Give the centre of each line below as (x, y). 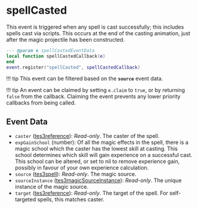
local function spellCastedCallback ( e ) (56, 56)
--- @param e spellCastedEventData (51, 50)
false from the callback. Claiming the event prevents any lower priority (93, 97)
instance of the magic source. (51, 187)
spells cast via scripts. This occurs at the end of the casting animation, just (98, 33)
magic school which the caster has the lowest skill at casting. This (96, 149)
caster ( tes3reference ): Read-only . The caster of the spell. (87, 136)
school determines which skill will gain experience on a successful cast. (103, 155)
